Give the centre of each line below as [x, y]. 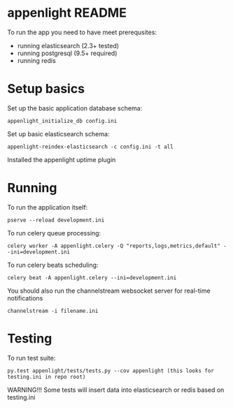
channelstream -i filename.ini [53, 311]
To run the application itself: [48, 207]
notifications [25, 298]
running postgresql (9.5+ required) [67, 53]
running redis [36, 60]
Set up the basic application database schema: [75, 108]
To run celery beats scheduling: [53, 265]
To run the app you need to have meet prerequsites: [82, 32]
